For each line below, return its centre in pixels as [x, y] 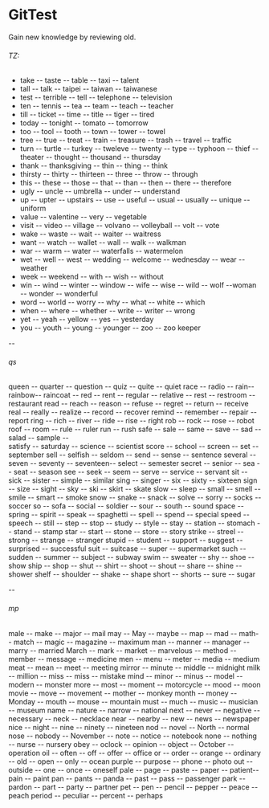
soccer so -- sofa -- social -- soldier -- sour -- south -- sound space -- [126, 506]
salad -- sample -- [39, 438]
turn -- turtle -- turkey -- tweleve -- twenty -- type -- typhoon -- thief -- [139, 149]
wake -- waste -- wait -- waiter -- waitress [91, 234]
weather [34, 268]
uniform [33, 208]
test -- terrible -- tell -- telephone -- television [96, 97]
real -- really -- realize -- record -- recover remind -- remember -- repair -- [133, 412]
